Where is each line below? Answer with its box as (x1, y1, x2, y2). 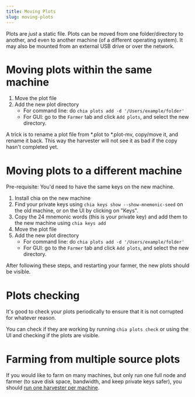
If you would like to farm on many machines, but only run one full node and (6, 372, 186, 379)
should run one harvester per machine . (6, 384, 100, 391)
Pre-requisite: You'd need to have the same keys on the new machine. (6, 183, 175, 190)
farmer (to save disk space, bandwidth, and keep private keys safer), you (6, 378, 182, 385)
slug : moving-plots (6, 14, 54, 20)
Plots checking (6, 289, 80, 302)
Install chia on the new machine (14, 194, 91, 202)
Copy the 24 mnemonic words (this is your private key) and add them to (14, 213, 188, 220)
